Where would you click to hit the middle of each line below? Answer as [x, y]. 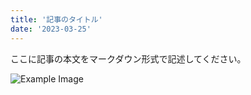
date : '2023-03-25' [51, 29]
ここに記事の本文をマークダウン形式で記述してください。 [128, 58]
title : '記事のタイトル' [56, 19]
